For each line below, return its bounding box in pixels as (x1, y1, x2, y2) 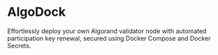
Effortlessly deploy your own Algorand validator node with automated (7, 27, 207, 35)
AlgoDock (7, 4, 66, 20)
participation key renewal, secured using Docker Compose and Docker (7, 34, 211, 42)
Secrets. (7, 41, 31, 49)
